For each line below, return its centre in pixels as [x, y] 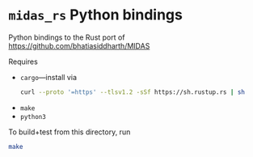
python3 [33, 117]
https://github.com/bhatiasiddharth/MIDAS [79, 45]
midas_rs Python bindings [96, 15]
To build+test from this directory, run [70, 132]
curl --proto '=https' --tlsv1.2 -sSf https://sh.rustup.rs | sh [132, 92]
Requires [23, 62]
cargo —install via [48, 77]
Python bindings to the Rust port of [67, 37]
